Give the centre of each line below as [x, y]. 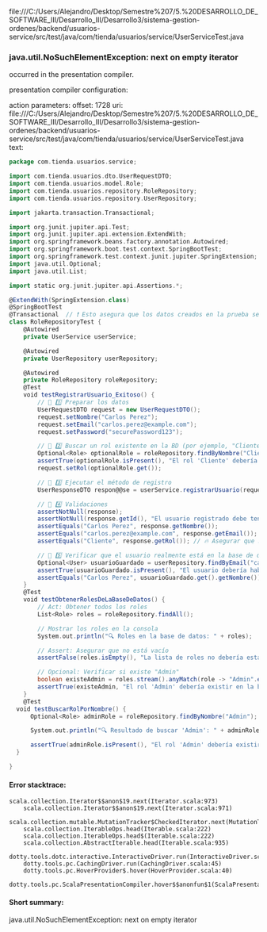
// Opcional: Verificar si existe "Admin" [109, 672]
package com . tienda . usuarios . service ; [73, 162]
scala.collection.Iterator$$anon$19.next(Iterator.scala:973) [114, 802]
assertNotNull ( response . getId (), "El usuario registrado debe [142, 519]
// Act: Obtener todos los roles [93, 607]
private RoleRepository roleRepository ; [91, 380]
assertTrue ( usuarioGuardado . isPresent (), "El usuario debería [142, 570]
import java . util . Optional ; [55, 264]
